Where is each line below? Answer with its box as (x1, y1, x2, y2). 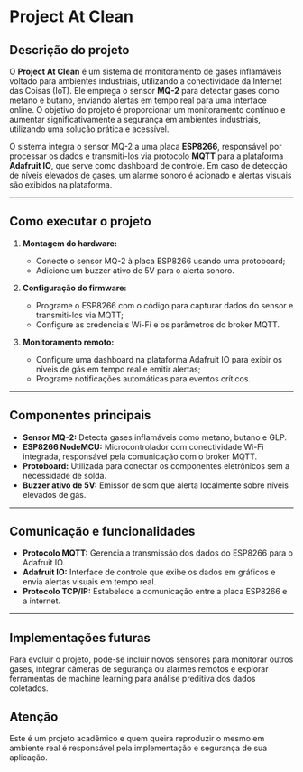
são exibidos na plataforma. (9, 179, 113, 190)
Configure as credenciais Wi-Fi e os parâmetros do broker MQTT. (35, 318, 280, 330)
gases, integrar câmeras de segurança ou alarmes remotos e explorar (9, 664, 269, 675)
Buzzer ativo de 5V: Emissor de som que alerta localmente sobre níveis (22, 480, 289, 491)
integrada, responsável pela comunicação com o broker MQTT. (22, 451, 258, 462)
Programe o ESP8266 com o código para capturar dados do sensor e (35, 299, 294, 310)
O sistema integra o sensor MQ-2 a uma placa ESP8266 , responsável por (9, 142, 282, 152)
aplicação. (9, 752, 48, 763)
